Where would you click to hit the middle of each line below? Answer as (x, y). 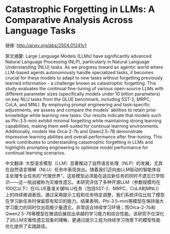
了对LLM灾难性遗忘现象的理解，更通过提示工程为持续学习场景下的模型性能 (83, 220)
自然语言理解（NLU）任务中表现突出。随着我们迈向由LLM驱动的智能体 (83, 169)
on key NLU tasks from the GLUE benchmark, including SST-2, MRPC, (78, 99)
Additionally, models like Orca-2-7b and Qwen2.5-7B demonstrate (74, 131)
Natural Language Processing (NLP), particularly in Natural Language (77, 62)
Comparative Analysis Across (69, 20)
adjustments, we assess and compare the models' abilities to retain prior (81, 110)
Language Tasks (40, 31)
